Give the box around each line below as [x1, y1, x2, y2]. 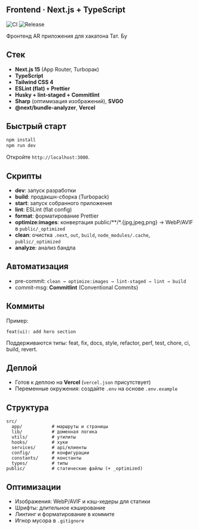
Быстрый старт [6, 121, 67, 131]
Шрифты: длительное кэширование [14, 504, 106, 511]
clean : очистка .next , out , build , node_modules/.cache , [14, 231, 151, 239]
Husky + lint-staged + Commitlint [14, 91, 100, 98]
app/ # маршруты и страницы [11, 424, 109, 430]
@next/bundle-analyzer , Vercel [14, 104, 96, 111]
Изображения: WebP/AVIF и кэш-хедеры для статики [14, 498, 151, 505]
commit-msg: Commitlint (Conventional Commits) [14, 284, 139, 291]
